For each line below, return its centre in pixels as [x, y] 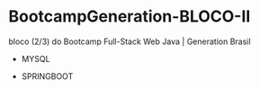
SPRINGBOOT [47, 76]
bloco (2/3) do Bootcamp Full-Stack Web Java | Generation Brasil [130, 41]
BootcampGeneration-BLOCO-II [130, 17]
